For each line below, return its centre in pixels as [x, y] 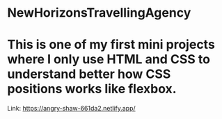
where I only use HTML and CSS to [109, 59]
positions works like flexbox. [92, 89]
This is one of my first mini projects [111, 45]
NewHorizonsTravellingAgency [99, 13]
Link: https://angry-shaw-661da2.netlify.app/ [71, 109]
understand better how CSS [89, 74]
